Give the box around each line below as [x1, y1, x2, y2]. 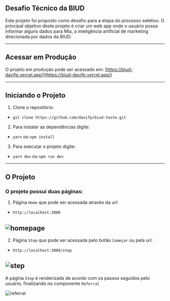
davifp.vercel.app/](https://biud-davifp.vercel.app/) [5, 72, 112, 78]
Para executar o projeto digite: [12, 143, 76, 149]
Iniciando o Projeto [5, 91, 66, 100]
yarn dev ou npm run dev [12, 154, 64, 160]
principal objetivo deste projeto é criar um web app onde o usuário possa [5, 23, 158, 29]
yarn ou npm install [12, 134, 55, 140]
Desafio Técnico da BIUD [5, 4, 85, 13]
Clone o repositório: [12, 105, 54, 111]
